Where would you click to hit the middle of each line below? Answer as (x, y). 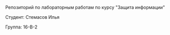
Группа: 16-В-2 (21, 27)
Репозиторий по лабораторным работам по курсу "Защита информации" (85, 7)
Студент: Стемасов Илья (32, 17)
